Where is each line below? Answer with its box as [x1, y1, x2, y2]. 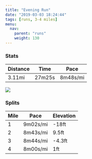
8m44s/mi [23, 137, 48, 144]
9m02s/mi [23, 121, 48, 128]
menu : [5, 21, 17, 27]
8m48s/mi [60, 74, 85, 81]
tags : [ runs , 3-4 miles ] [5, 17, 58, 22]
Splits [5, 99, 20, 106]
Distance [8, 65, 30, 72]
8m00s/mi [23, 145, 48, 152]
